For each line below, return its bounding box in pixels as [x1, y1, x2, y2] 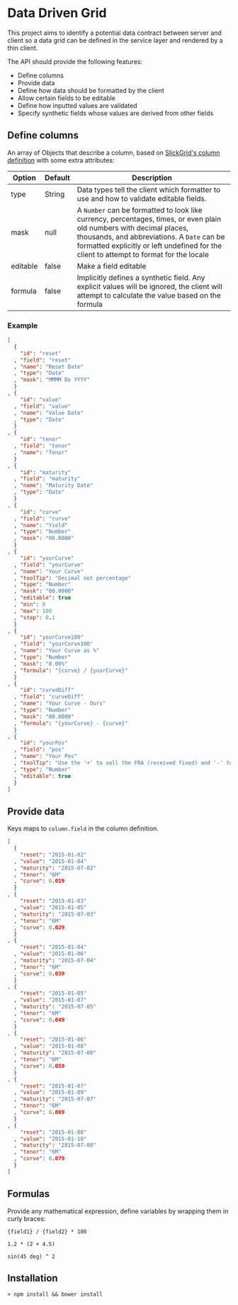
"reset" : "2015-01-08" [20, 1128, 87, 1136]
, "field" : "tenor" [13, 443, 72, 450]
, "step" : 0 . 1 [13, 614, 55, 621]
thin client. [7, 43, 38, 52]
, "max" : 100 [13, 607, 52, 614]
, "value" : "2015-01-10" [13, 1135, 87, 1142]
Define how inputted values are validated [17, 101, 137, 109]
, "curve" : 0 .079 [13, 1155, 65, 1162]
